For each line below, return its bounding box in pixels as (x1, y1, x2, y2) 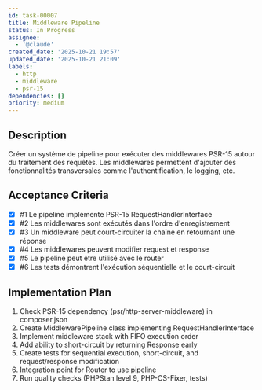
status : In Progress (8, 26, 76, 34)
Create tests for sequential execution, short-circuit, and (19, 348, 198, 358)
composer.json (19, 315, 68, 324)
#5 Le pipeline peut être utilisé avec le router (19, 253, 165, 263)
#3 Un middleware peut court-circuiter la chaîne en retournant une (19, 227, 235, 237)
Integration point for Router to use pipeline (19, 365, 157, 374)
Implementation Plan (8, 285, 112, 299)
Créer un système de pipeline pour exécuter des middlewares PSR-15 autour (8, 149, 256, 158)
